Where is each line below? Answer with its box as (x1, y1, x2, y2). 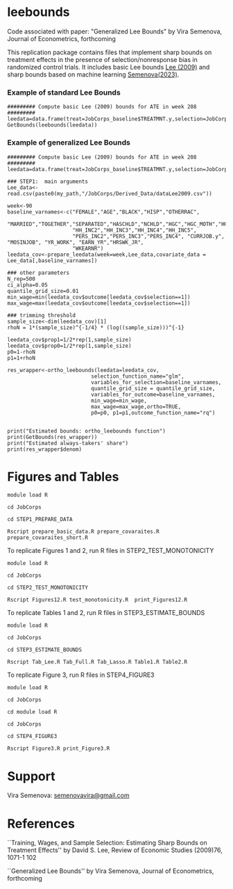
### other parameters (7, 269, 70, 276)
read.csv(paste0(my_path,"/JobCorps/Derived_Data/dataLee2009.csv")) (7, 190, 213, 197)
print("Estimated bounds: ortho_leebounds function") (7, 427, 166, 435)
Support (7, 768, 55, 784)
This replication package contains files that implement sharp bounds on (7, 48, 212, 56)
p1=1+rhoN (7, 354, 36, 362)
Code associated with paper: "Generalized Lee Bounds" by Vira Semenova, (7, 27, 223, 35)
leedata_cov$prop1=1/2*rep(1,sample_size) (7, 336, 132, 343)
